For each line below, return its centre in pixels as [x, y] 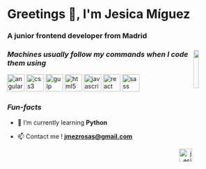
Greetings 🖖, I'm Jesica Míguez [99, 14]
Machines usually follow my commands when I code [98, 55]
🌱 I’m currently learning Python [62, 122]
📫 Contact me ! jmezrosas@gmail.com [75, 136]
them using [27, 63]
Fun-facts [24, 107]
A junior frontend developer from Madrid [77, 36]
